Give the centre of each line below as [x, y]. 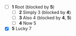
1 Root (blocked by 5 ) [33, 7]
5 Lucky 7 [22, 29]
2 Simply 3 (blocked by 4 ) [45, 12]
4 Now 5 [28, 23]
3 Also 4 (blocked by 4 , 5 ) [45, 18]
